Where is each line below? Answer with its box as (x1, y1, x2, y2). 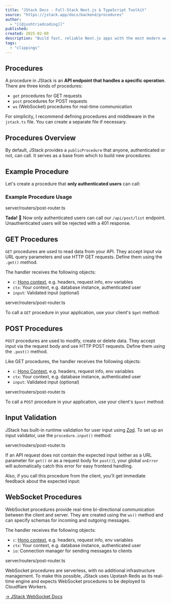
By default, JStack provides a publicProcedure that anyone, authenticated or (5, 147, 165, 153)
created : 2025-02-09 (5, 31, 49, 36)
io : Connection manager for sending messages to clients (12, 548, 132, 554)
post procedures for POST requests (12, 98, 88, 104)
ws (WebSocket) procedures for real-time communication (12, 104, 132, 110)
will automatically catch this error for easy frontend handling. (5, 463, 133, 469)
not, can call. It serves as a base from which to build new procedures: (5, 153, 152, 159)
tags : (5, 41, 17, 46)
